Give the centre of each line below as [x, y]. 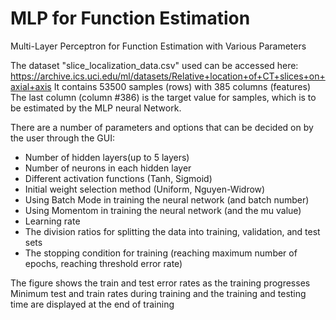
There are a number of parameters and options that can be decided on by [162, 127]
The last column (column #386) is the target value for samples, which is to [163, 97]
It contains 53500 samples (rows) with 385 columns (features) [182, 86]
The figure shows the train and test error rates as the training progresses [160, 283]
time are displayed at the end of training [92, 304]
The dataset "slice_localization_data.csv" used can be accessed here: [154, 65]
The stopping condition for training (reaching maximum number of [161, 253]
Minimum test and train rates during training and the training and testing [158, 293]
